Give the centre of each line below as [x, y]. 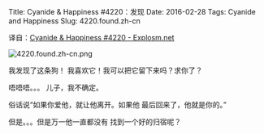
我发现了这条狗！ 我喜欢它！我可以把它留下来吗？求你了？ [106, 70]
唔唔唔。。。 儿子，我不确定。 [56, 88]
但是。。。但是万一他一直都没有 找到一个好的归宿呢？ [95, 122]
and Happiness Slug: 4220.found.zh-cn [74, 21]
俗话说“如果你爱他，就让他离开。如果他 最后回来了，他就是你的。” [118, 105]
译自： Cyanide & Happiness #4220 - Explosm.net [91, 38]
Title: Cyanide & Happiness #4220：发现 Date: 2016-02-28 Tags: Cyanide [132, 12]
